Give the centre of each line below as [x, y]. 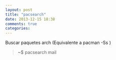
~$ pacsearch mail [37, 52]
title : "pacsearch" [26, 14]
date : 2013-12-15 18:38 [30, 19]
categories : [18, 28]
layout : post [19, 10]
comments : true [21, 24]
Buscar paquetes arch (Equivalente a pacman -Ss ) [58, 42]
